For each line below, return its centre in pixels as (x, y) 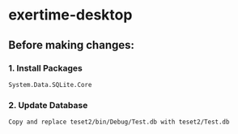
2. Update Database (48, 105)
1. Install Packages (45, 68)
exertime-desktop (70, 15)
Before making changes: (72, 45)
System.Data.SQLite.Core (50, 84)
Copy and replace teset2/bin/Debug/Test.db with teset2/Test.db (119, 122)
